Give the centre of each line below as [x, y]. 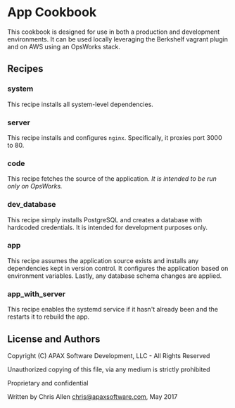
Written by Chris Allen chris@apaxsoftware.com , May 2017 [93, 396]
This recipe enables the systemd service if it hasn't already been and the [113, 310]
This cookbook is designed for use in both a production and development [114, 32]
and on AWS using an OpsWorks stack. [64, 46]
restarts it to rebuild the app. [49, 317]
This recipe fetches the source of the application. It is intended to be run [112, 179]
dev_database [32, 205]
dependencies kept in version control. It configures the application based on [118, 268]
